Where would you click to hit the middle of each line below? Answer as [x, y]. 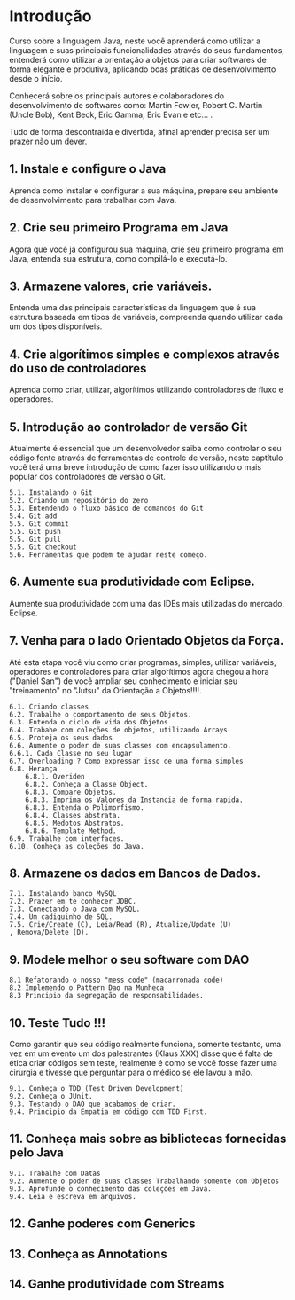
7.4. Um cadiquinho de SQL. [61, 917]
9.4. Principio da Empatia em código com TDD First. [109, 1112]
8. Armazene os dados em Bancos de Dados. [135, 874]
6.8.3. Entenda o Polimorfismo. [85, 807]
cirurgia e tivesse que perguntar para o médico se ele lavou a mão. [131, 1073]
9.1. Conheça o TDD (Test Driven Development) [97, 1089]
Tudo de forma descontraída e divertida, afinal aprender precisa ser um [140, 131]
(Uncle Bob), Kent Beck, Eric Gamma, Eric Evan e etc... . [111, 114]
